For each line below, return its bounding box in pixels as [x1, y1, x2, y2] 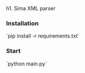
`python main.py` [6, 60, 47, 67]
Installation [6, 19, 39, 27]
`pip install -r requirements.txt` [6, 32, 80, 39]
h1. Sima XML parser [6, 5, 56, 12]
